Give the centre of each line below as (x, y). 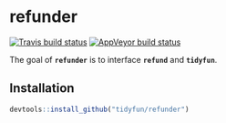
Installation (42, 88)
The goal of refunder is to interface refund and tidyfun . (113, 59)
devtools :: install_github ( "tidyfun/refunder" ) (99, 109)
